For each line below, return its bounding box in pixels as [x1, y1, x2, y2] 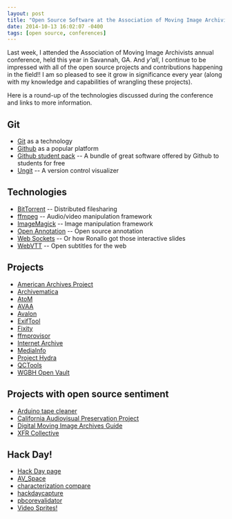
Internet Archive [17, 338, 64, 347]
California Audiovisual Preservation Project [17, 414, 139, 422]
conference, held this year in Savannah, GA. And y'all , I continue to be [7, 56, 206, 64]
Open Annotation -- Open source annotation [17, 226, 144, 235]
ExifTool [17, 316, 41, 325]
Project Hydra [17, 354, 57, 362]
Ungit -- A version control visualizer [17, 167, 119, 175]
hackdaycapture [17, 489, 64, 498]
